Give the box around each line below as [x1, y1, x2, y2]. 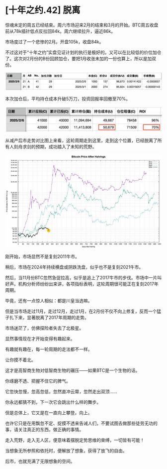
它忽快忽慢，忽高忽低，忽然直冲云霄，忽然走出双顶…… [5, 389, 118, 395]
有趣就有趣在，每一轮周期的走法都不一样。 [5, 347, 92, 352]
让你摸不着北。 [5, 357, 36, 363]
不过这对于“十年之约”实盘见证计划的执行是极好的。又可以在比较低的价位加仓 [5, 49, 162, 55]
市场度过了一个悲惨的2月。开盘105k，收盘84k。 [5, 38, 104, 45]
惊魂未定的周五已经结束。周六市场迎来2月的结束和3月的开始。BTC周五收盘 [5, 22, 159, 28]
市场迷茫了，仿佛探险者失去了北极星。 [5, 325, 83, 331]
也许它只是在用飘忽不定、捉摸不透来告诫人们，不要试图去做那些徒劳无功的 [5, 420, 158, 426]
